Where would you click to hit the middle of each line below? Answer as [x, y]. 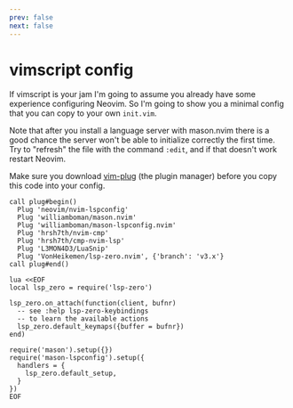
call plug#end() [39, 265]
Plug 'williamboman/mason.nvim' [77, 218]
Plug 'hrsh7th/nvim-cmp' [63, 233]
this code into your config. [57, 186]
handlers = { [41, 366]
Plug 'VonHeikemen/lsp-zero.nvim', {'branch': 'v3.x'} [121, 257]
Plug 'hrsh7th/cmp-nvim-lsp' [71, 241]
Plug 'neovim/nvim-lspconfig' [73, 210]
